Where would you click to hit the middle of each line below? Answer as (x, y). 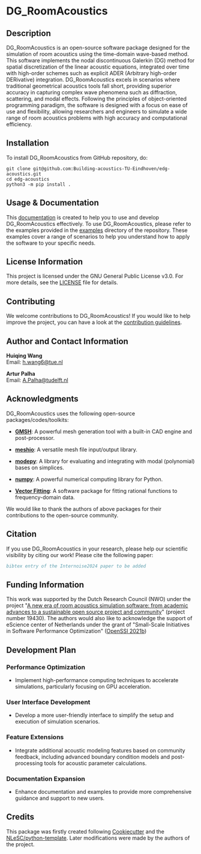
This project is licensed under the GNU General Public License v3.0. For (95, 276)
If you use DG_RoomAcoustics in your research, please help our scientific (97, 549)
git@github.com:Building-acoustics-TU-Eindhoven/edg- (101, 169)
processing (29, 763)
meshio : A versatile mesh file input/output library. (76, 450)
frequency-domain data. (45, 497)
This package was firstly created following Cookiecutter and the (85, 831)
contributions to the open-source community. (62, 515)
